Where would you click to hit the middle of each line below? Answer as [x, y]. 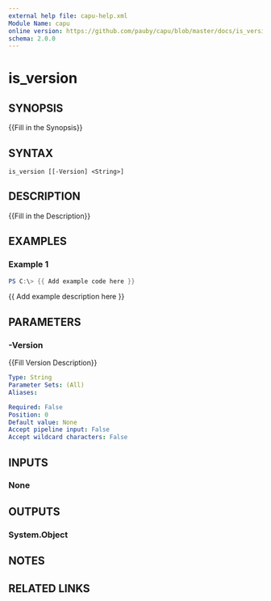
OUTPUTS [34, 512]
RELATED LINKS [49, 588]
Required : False [35, 407]
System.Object [38, 535]
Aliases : [23, 392]
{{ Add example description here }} [67, 297]
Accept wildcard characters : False [68, 438]
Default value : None [43, 422]
